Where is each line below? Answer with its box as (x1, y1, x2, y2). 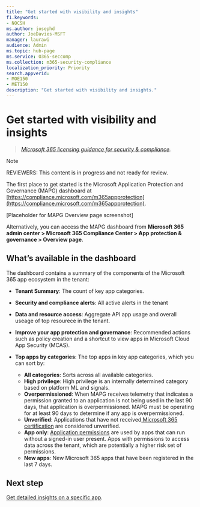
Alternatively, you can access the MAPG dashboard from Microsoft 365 (6, 223, 184, 230)
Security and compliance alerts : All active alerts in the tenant (14, 299, 168, 306)
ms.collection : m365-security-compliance (6, 59, 112, 65)
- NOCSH (6, 20, 26, 26)
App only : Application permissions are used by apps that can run (23, 428, 185, 436)
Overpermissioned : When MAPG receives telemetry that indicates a (23, 390, 193, 398)
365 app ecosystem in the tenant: (6, 275, 89, 283)
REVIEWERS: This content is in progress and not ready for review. (6, 169, 168, 176)
